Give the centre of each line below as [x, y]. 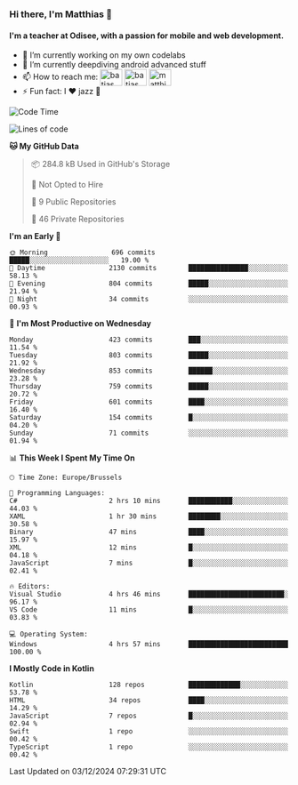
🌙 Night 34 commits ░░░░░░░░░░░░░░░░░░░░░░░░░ [149, 300]
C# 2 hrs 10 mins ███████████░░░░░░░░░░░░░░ [149, 501]
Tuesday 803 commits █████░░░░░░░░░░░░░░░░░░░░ [149, 356]
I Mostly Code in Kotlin [52, 669]
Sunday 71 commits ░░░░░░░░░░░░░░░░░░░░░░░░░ [149, 433]
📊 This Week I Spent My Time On [72, 458]
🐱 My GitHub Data [44, 147]
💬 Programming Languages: [57, 493]
